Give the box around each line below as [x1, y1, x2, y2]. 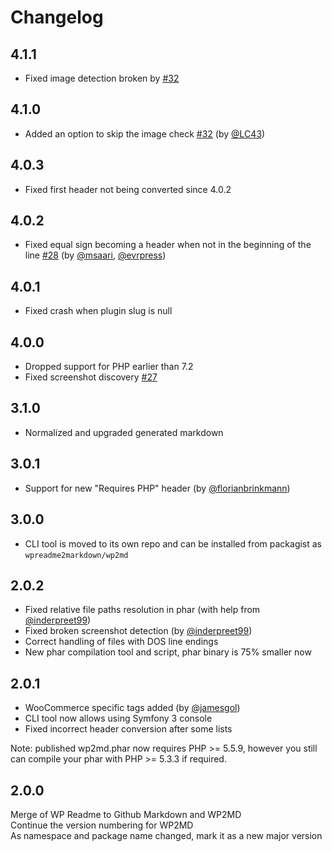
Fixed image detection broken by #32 [24, 72, 180, 84]
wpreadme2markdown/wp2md [24, 550, 129, 560]
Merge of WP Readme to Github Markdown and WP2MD [10, 808, 242, 820]
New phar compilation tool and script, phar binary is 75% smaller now [24, 646, 312, 658]
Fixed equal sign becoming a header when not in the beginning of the [24, 239, 312, 251]
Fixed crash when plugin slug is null [24, 305, 173, 317]
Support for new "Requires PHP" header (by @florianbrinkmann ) [24, 482, 291, 494]
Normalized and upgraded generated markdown [24, 426, 224, 438]
